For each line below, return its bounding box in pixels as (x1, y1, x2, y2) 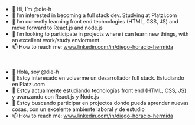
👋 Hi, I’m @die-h (11, 6, 52, 12)
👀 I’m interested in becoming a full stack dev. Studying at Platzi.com (11, 12, 177, 19)
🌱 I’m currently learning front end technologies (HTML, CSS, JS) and (11, 18, 178, 25)
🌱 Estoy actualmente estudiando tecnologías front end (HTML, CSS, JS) (11, 87, 187, 94)
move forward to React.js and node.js (11, 24, 103, 31)
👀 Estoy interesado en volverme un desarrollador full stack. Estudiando (11, 75, 184, 82)
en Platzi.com (11, 81, 45, 87)
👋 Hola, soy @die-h (11, 68, 59, 75)
